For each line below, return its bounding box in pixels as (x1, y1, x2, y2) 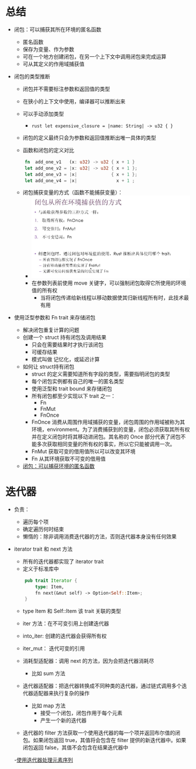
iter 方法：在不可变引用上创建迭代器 (22, 620, 109, 627)
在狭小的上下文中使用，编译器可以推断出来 (22, 97, 126, 104)
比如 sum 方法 (31, 670, 66, 677)
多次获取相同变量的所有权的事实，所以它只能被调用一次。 (36, 440, 176, 447)
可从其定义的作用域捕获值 (22, 60, 85, 68)
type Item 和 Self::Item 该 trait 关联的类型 (22, 608, 121, 615)
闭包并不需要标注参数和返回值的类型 (22, 85, 111, 92)
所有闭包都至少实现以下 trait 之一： (31, 392, 116, 399)
